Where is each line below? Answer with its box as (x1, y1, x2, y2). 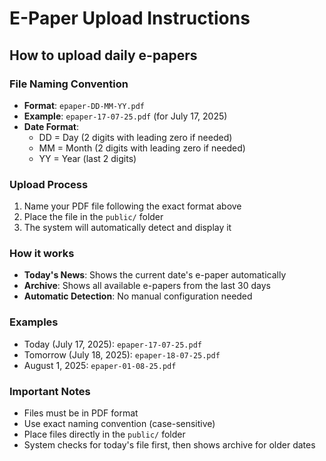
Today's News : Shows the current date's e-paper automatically (23, 269, 287, 281)
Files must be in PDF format (23, 407, 139, 419)
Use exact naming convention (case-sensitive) (23, 418, 216, 430)
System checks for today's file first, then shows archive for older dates (23, 439, 316, 451)
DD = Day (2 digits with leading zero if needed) (38, 131, 233, 143)
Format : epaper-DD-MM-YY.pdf (23, 99, 146, 111)
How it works (9, 247, 75, 261)
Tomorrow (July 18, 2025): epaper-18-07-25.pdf (23, 348, 221, 361)
